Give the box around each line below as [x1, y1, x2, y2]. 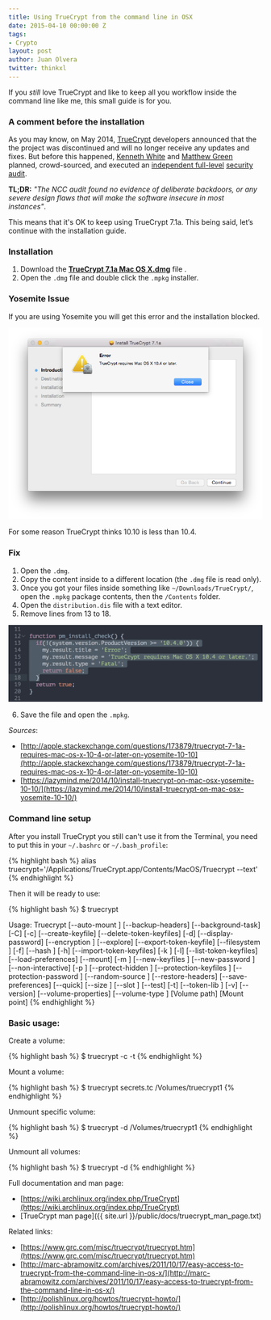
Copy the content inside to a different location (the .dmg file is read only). [19, 574, 262, 584]
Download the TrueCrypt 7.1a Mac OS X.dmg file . [19, 264, 187, 274]
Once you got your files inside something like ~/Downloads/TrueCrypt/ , [19, 583, 254, 593]
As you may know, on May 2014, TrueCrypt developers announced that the [8, 134, 256, 145]
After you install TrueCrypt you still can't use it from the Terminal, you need [8, 831, 258, 841]
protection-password [8, 971, 79, 981]
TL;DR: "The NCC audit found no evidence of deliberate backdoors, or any [8, 184, 258, 194]
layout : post [8, 47, 52, 56]
